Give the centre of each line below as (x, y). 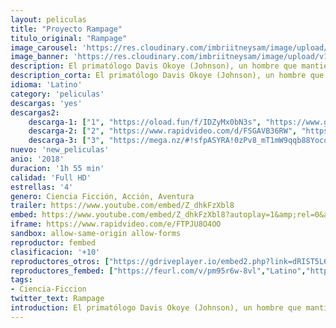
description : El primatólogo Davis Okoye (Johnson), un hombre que (154, 66)
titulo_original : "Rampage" (69, 38)
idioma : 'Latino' (46, 85)
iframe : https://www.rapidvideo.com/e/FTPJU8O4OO (116, 224)
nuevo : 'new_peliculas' (60, 150)
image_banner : (40, 57)
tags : (21, 280)
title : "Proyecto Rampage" (66, 29)
